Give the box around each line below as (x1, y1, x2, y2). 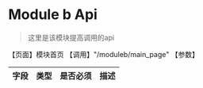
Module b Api (8, 6, 98, 24)
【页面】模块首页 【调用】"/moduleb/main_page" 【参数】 (8, 49, 200, 59)
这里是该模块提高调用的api (27, 33, 115, 42)
